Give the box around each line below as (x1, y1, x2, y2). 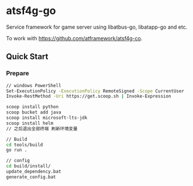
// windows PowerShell (6, 82, 61, 88)
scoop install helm (6, 120, 54, 126)
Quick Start (6, 51, 49, 62)
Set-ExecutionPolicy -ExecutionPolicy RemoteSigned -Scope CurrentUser (6, 88, 184, 94)
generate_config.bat (6, 174, 57, 180)
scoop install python (6, 104, 59, 110)
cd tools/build (6, 142, 43, 147)
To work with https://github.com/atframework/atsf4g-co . (6, 35, 143, 42)
